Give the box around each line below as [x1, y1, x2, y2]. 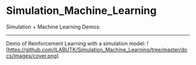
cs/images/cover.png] [6, 52, 59, 59]
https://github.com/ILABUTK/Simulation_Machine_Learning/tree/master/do [8, 46, 188, 53]
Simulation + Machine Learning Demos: [6, 23, 101, 30]
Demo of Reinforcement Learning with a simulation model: [6, 39, 146, 47]
